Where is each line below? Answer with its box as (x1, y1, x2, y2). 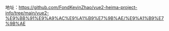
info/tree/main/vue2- (5, 10, 49, 16)
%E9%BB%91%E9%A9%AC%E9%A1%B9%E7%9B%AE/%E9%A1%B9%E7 (5, 15, 164, 21)
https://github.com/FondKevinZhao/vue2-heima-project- (18, 4, 137, 10)
